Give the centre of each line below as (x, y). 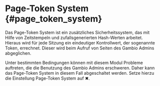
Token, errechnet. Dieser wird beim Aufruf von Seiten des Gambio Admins (80, 48)
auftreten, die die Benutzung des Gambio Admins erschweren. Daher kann (80, 68)
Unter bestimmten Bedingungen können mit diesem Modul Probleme (74, 63)
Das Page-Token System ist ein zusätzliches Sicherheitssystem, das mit (78, 32)
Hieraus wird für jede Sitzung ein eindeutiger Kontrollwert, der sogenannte (80, 43)
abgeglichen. (18, 53)
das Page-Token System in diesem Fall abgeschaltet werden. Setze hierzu (80, 73)
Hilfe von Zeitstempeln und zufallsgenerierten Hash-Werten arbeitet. (74, 38)
